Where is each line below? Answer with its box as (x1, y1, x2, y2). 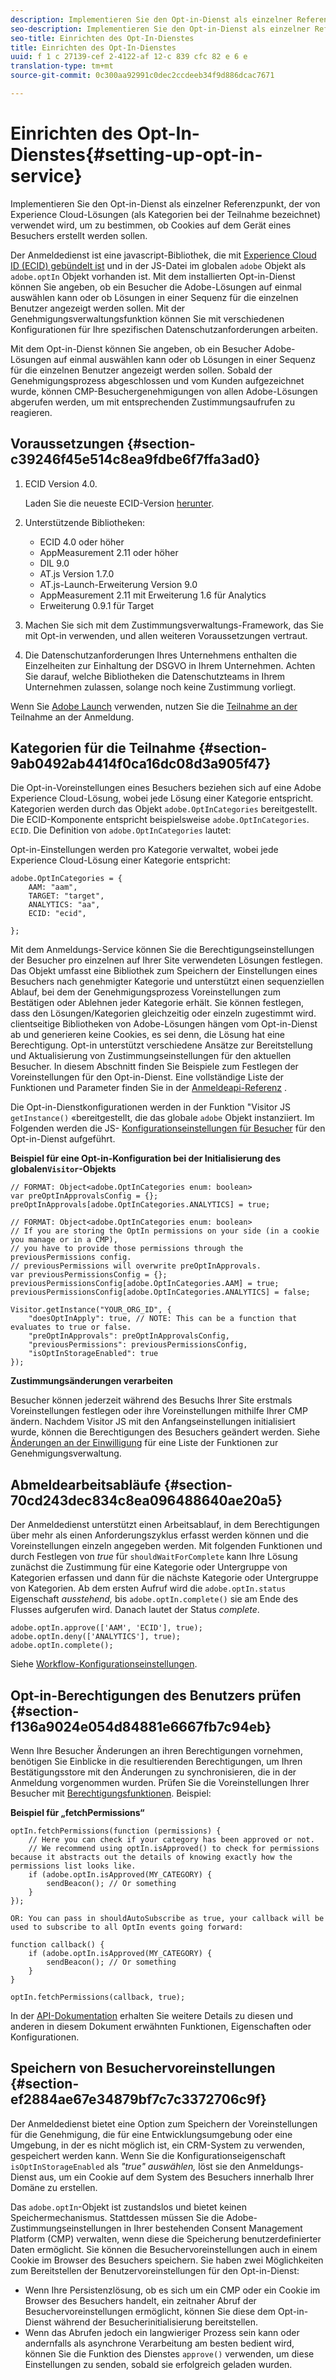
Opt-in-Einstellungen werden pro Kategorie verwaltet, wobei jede (10, 844, 279, 856)
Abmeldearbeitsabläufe (10, 1476, 162, 1493)
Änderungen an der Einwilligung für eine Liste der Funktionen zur (10, 1437, 279, 1449)
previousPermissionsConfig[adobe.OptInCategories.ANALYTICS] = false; (10, 1287, 311, 1298)
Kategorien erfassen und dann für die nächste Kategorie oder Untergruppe (10, 1572, 319, 1584)
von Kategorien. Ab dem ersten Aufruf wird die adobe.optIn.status (10, 1582, 287, 1595)
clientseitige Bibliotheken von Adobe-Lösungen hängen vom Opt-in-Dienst (10, 1018, 318, 1030)
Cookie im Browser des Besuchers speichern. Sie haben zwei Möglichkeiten (10, 2254, 324, 2266)
